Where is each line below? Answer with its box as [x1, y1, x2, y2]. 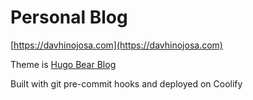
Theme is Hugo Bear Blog [10, 58, 117, 70]
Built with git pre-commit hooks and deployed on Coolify [10, 77, 243, 90]
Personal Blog [10, 6, 128, 29]
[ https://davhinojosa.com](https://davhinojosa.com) [10, 39, 223, 51]
